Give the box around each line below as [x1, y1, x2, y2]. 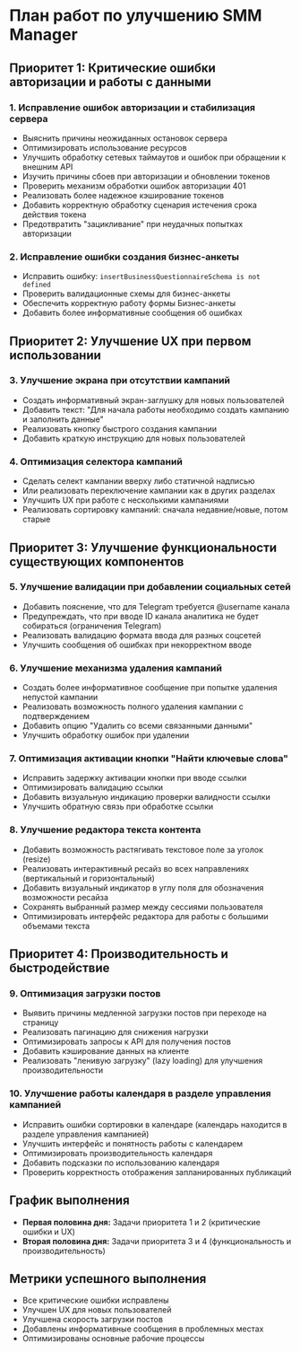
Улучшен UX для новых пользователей [21, 1304, 172, 1315]
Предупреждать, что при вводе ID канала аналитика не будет [21, 610, 260, 621]
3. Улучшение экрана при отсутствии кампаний [9, 374, 231, 387]
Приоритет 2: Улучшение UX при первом [9, 333, 252, 348]
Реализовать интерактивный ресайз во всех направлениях [21, 863, 249, 874]
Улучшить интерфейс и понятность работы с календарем [21, 1137, 244, 1149]
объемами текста [21, 920, 90, 931]
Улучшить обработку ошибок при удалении [21, 730, 190, 741]
